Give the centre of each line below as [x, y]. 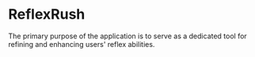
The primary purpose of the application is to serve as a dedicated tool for [127, 36]
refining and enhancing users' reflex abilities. [82, 44]
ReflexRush [47, 14]
